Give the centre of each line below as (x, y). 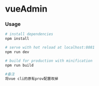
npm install (17, 39)
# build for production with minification (49, 61)
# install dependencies (29, 34)
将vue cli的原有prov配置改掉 (32, 79)
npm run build (20, 65)
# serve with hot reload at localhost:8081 (50, 48)
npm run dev (17, 52)
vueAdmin (26, 9)
